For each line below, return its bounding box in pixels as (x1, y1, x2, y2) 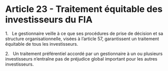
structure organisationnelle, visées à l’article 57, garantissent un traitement (5, 36, 159, 42)
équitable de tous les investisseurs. (5, 41, 78, 47)
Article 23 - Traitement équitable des (5, 3, 162, 15)
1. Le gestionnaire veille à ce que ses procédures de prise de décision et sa (5, 30, 163, 36)
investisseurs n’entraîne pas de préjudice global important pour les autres (5, 56, 157, 62)
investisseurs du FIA (5, 14, 93, 25)
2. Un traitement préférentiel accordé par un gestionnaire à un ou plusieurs (5, 51, 163, 57)
